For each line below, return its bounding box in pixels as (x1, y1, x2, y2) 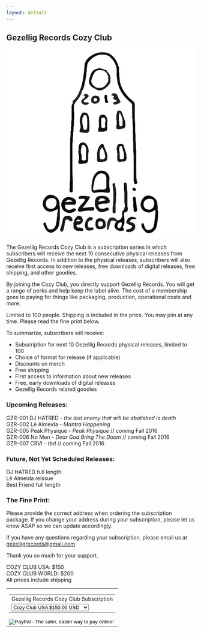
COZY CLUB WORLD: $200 (6, 570, 74, 577)
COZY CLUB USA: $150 (6, 563, 64, 571)
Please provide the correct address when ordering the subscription (6, 510, 172, 517)
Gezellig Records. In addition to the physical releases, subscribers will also (6, 257, 191, 264)
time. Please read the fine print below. (6, 318, 100, 325)
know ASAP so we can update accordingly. (6, 522, 113, 530)
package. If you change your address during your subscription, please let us (6, 516, 195, 523)
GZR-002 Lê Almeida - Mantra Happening (6, 420, 110, 428)
